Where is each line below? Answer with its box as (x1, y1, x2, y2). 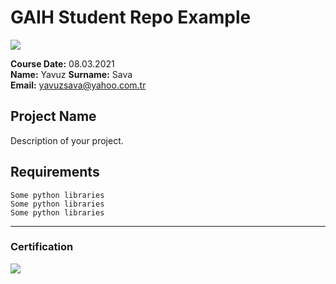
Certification (10, 240, 74, 254)
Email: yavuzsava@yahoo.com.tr (10, 79, 147, 91)
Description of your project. (10, 134, 124, 146)
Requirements (10, 164, 100, 181)
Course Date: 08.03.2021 (10, 57, 115, 70)
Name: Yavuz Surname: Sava (10, 68, 133, 80)
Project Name (10, 108, 97, 125)
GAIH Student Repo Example (10, 6, 252, 29)
